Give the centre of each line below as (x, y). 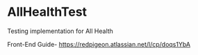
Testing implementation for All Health (60, 31)
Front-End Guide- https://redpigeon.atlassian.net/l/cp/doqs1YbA (99, 44)
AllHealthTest (47, 12)
